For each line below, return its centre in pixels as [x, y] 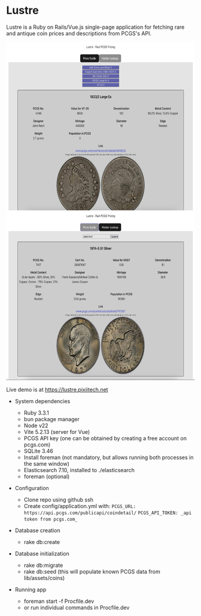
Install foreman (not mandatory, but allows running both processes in [109, 457]
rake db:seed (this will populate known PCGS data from [92, 571]
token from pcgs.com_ [51, 519]
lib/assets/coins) [44, 578]
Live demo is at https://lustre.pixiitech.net [57, 389]
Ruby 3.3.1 [36, 413]
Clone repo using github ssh [59, 499]
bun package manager [51, 419]
